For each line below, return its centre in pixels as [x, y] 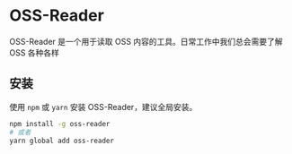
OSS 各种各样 [35, 52]
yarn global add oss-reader [62, 141]
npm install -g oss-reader [60, 124]
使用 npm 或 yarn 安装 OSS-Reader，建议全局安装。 [103, 107]
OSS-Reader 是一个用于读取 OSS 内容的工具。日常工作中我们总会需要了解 [146, 41]
